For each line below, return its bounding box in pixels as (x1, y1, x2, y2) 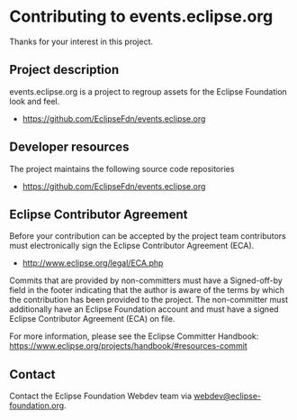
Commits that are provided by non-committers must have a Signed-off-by (9, 275, 283, 286)
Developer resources (9, 140, 130, 155)
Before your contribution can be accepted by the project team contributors (9, 231, 286, 242)
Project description (9, 62, 120, 78)
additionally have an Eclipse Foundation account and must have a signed (9, 304, 279, 315)
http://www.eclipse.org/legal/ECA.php (22, 258, 164, 269)
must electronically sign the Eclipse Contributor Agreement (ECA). (9, 241, 255, 251)
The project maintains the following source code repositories (9, 163, 235, 174)
